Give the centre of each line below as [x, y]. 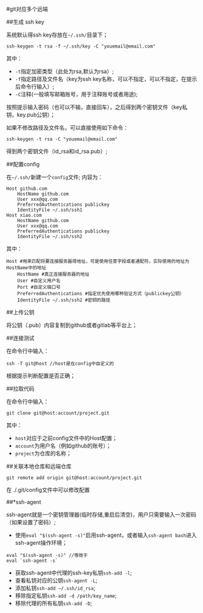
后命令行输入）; [35, 86]
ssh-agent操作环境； [41, 543]
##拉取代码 [20, 389]
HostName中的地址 [26, 268]
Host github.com [27, 189]
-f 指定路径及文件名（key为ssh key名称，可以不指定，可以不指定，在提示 [106, 79]
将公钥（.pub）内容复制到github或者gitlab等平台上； [72, 325]
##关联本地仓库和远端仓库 [39, 466]
